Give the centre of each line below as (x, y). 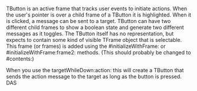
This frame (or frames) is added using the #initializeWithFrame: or (86, 46)
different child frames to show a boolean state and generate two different (95, 27)
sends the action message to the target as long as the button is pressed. (94, 77)
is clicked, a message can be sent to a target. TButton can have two (88, 21)
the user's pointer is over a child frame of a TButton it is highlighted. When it (99, 15)
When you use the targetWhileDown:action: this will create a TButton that (95, 70)
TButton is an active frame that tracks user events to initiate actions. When (97, 9)
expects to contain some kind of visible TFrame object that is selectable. (94, 40)
